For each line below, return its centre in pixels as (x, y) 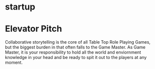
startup (20, 7)
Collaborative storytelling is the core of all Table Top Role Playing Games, (78, 42)
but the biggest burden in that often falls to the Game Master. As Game (75, 47)
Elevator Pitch (34, 29)
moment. (14, 63)
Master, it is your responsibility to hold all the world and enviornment (73, 52)
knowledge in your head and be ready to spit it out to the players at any (76, 57)
